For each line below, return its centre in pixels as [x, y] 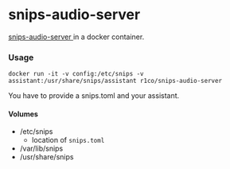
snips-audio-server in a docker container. [76, 37]
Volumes [23, 114]
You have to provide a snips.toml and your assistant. [94, 96]
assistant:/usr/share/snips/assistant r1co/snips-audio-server [115, 81]
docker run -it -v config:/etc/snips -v [76, 74]
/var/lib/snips [41, 148]
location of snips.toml [68, 140]
